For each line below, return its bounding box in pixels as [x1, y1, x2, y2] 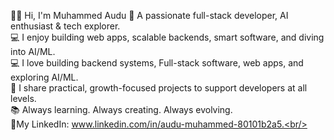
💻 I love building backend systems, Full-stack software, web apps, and [10, 57, 304, 69]
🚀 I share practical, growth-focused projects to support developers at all [10, 82, 308, 94]
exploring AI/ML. [10, 71, 79, 83]
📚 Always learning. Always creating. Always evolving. [10, 104, 233, 115]
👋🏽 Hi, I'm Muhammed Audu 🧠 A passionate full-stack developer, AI [10, 10, 289, 21]
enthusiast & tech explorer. [10, 20, 121, 32]
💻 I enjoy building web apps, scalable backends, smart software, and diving [10, 31, 325, 43]
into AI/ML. [10, 46, 56, 57]
